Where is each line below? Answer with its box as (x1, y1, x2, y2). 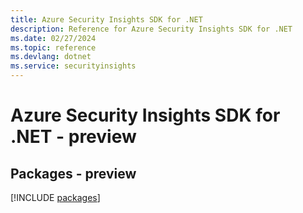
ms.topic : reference (10, 42, 97, 53)
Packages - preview (10, 165, 137, 182)
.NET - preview (10, 126, 137, 148)
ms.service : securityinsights (10, 61, 137, 71)
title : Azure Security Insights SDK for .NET (10, 14, 203, 25)
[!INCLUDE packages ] (10, 192, 101, 203)
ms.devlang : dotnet (10, 52, 92, 62)
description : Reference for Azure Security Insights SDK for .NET (10, 24, 293, 34)
